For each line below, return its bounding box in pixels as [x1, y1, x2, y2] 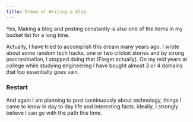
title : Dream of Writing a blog [6, 8, 86, 15]
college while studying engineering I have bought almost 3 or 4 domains [6, 62, 183, 69]
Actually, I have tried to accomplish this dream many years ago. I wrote [6, 43, 179, 50]
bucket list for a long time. [6, 31, 70, 39]
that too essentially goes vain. [6, 68, 80, 75]
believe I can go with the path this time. [6, 109, 102, 116]
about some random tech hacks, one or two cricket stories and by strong [6, 49, 185, 57]
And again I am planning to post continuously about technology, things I [6, 96, 182, 104]
